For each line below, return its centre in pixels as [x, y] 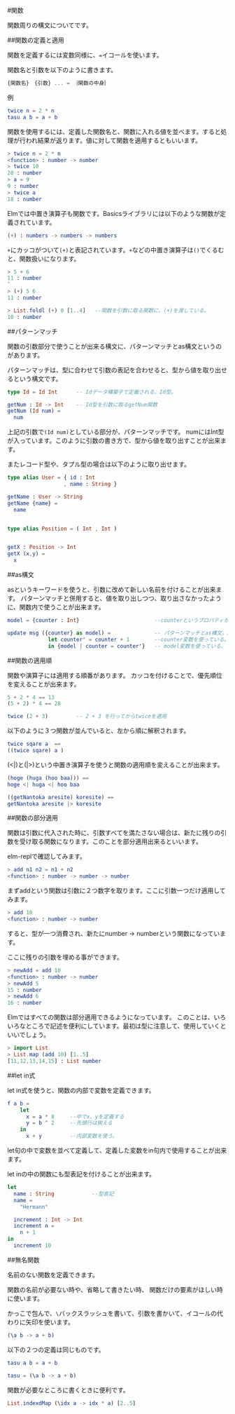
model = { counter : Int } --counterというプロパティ [116, 620]
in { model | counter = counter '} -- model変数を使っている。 [137, 646]
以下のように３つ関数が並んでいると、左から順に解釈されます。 [99, 730]
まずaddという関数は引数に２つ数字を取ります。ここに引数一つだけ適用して [116, 891]
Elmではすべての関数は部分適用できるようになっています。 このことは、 [111, 1017]
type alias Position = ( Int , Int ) [62, 529]
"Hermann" [34, 1207]
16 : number [24, 1003]
